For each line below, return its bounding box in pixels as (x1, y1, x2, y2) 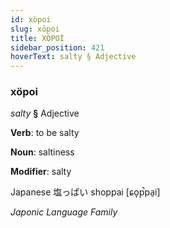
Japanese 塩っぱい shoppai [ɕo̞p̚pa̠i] (10, 186, 161, 198)
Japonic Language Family (10, 206, 118, 218)
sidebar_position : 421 (10, 42, 105, 53)
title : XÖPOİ (10, 33, 65, 43)
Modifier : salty (10, 166, 72, 178)
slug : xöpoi (10, 24, 60, 34)
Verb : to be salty (10, 127, 80, 139)
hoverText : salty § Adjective (10, 52, 137, 62)
